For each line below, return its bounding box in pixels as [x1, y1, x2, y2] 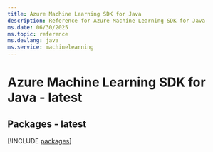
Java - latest [7, 90, 83, 106]
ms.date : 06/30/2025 [7, 24, 69, 31]
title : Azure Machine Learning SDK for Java [7, 10, 142, 18]
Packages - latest [7, 118, 87, 130]
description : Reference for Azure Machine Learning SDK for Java [7, 17, 205, 24]
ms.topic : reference [7, 30, 69, 38]
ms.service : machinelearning [7, 44, 94, 51]
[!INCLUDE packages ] [7, 137, 72, 145]
